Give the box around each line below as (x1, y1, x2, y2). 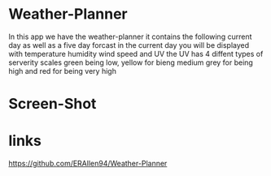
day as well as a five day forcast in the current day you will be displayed (8, 40, 250, 49)
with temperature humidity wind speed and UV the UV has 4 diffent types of (8, 49, 264, 58)
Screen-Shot (8, 95, 97, 114)
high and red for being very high (8, 66, 116, 75)
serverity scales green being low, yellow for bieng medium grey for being (8, 58, 254, 67)
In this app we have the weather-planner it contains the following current (8, 32, 252, 41)
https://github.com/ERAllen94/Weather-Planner (8, 159, 168, 169)
